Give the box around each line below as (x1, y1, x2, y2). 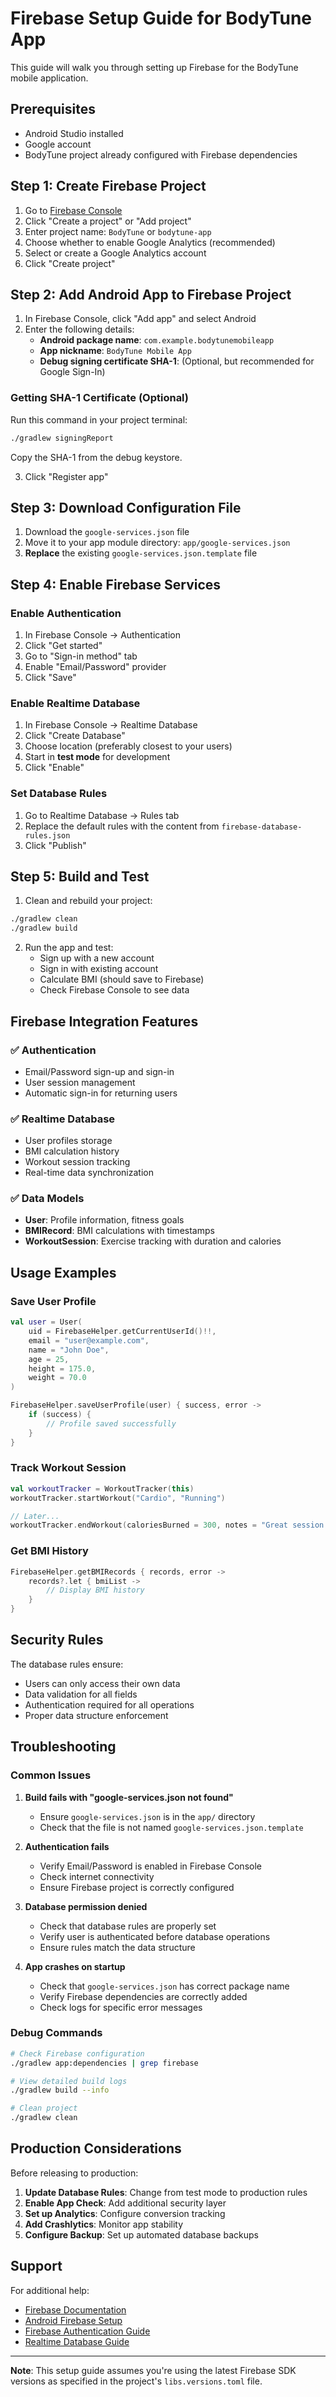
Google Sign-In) (39, 366, 106, 378)
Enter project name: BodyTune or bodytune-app (24, 225, 212, 237)
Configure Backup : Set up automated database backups (24, 2228, 259, 2241)
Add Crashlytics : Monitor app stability (24, 2218, 184, 2230)
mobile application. (10, 72, 89, 84)
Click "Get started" (24, 640, 103, 652)
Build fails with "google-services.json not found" (24, 1791, 234, 1803)
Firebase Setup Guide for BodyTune (10, 7, 313, 30)
